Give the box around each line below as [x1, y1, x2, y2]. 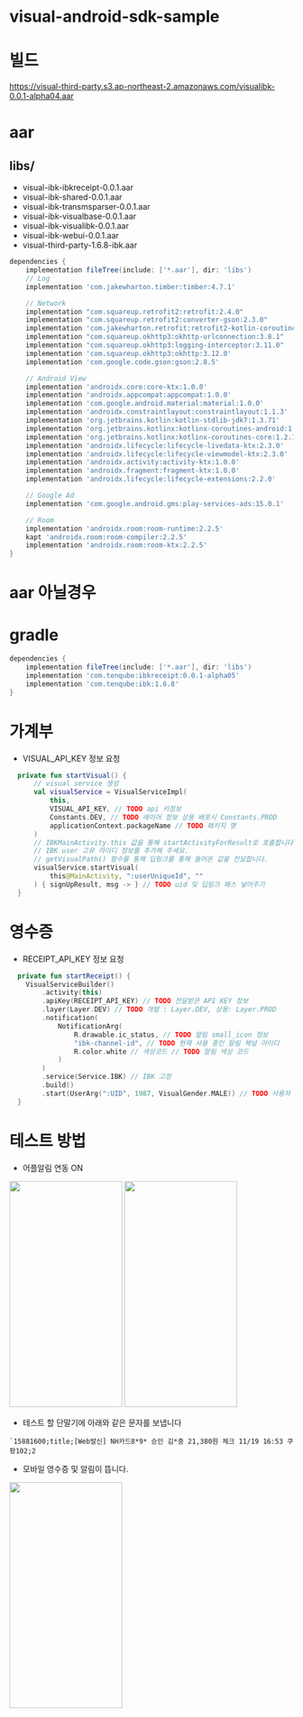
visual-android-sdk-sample [9, 6, 220, 27]
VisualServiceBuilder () [25, 980, 115, 989]
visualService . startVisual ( [32, 863, 140, 873]
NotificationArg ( [57, 1021, 124, 1031]
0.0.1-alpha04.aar [9, 90, 74, 101]
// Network [25, 298, 67, 308]
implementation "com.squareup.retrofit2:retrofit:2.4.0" [25, 307, 244, 316]
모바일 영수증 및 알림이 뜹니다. [22, 1463, 129, 1474]
